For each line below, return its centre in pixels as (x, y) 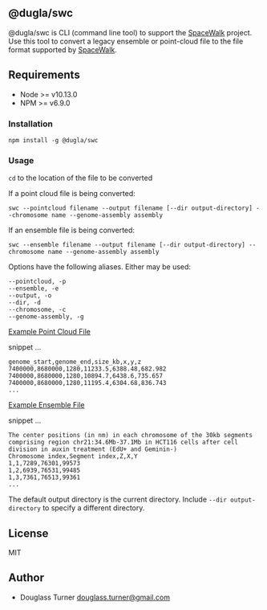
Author (26, 578)
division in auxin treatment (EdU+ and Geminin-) (93, 449)
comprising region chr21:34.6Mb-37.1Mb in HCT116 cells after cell (123, 442)
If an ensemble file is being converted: (71, 230)
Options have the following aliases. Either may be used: (99, 267)
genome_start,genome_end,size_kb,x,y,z (75, 362)
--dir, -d (25, 303)
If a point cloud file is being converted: (72, 194)
